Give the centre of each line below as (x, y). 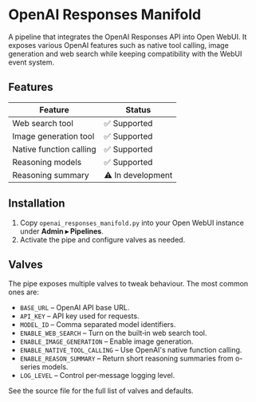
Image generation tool (53, 136)
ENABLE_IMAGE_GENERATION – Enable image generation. (106, 341)
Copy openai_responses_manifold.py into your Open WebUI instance (132, 223)
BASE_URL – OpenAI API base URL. (75, 308)
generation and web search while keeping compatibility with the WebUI (125, 53)
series (30, 367)
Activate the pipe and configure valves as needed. (102, 239)
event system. (31, 62)
